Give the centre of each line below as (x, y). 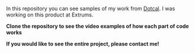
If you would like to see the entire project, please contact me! (83, 44)
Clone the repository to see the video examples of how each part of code (97, 26)
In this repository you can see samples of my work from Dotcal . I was (91, 9)
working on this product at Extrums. (50, 15)
